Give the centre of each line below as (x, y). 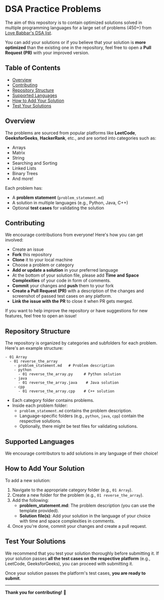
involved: (14, 240)
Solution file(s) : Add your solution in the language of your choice (85, 516)
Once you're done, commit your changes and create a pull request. (80, 526)
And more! (23, 179)
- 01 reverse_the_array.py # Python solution (69, 374)
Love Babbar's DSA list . (29, 33)
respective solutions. (41, 421)
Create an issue (28, 249)
